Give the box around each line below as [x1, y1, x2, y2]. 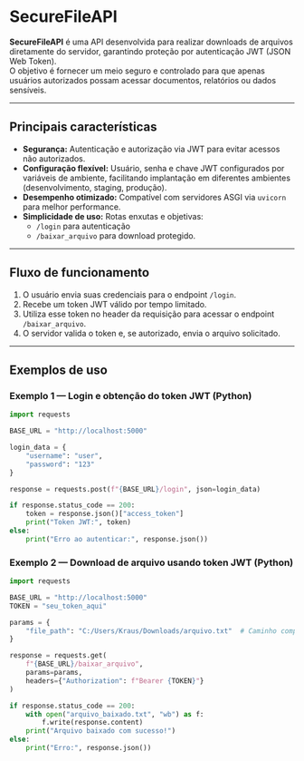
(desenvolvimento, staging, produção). [22, 181, 167, 192]
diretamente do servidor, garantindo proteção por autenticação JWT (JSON [9, 45, 291, 56]
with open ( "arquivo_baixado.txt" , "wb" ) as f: [25, 709, 204, 718]
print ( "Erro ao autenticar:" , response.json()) [25, 534, 208, 543]
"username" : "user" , [25, 451, 103, 460]
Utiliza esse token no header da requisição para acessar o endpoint [22, 308, 275, 319]
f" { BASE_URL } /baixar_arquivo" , [25, 659, 144, 668]
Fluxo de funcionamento [9, 265, 150, 280]
